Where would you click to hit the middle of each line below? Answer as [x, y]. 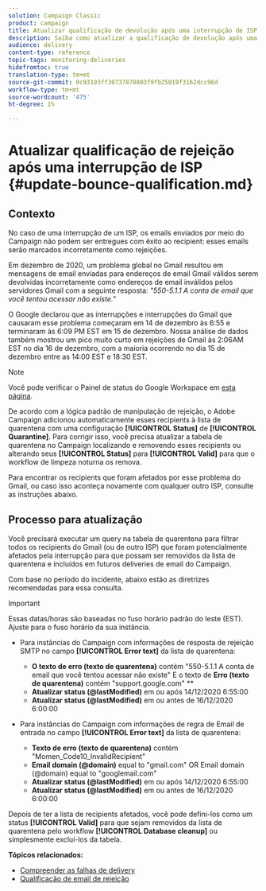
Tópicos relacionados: [46, 854]
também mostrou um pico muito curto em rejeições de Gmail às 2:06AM [126, 340]
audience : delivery [40, 45]
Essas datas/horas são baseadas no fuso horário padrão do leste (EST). [126, 618]
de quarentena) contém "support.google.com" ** [113, 683]
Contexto [32, 214]
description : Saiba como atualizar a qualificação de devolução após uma [133, 38]
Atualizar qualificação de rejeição [121, 151]
